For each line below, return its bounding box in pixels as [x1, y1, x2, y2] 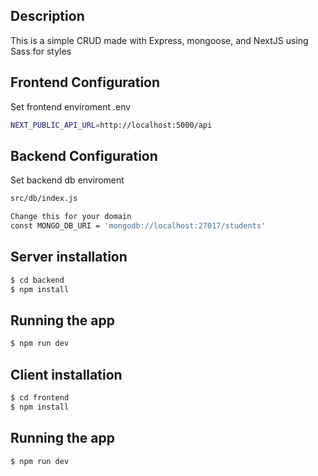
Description [10, 8, 85, 25]
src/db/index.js [10, 194, 78, 204]
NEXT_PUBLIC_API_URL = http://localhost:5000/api [10, 120, 213, 130]
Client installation [10, 366, 123, 383]
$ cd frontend [10, 393, 70, 403]
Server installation [10, 249, 128, 266]
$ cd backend [10, 275, 65, 285]
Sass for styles [10, 45, 72, 57]
